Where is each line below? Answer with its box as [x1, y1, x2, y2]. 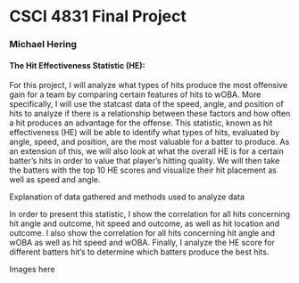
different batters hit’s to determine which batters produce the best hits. [9, 247, 270, 257]
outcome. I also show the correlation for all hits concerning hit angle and [9, 228, 275, 239]
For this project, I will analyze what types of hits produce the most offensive [9, 80, 288, 91]
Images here [9, 264, 55, 275]
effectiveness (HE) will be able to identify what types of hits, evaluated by [9, 127, 280, 138]
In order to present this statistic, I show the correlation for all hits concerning [9, 209, 291, 220]
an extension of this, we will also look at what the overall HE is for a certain [9, 146, 284, 157]
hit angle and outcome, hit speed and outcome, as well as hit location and [9, 218, 280, 229]
